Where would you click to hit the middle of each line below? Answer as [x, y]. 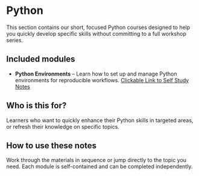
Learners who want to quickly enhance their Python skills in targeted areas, [100, 120]
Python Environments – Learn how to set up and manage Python [96, 74]
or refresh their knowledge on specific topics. [63, 126]
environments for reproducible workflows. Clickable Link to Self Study [102, 80]
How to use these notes [52, 145]
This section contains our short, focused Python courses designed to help [98, 27]
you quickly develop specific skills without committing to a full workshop [96, 33]
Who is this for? [36, 106]
